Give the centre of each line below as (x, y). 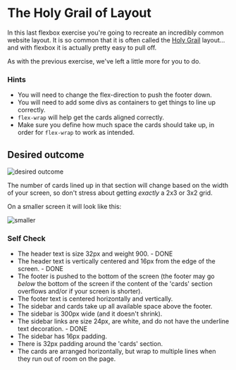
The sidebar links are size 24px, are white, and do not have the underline (123, 321)
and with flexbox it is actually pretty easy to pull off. (82, 47)
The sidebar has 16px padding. (62, 336)
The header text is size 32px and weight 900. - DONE (95, 254)
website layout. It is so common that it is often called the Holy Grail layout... (116, 40)
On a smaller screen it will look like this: (64, 207)
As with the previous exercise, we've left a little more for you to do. (104, 61)
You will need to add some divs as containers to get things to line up (117, 102)
